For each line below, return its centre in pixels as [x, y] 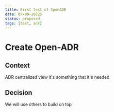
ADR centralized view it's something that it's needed [57, 77]
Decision [19, 93]
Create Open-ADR [42, 47]
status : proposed [23, 19]
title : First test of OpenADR [36, 10]
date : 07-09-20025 [24, 14]
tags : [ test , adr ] [24, 23]
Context [17, 65]
